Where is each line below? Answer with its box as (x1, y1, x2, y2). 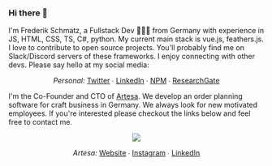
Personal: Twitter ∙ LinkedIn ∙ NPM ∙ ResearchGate (53, 76, 220, 86)
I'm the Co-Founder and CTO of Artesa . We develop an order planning (8, 92, 244, 101)
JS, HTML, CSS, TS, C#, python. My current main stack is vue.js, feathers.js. (8, 34, 264, 44)
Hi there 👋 (8, 7, 49, 19)
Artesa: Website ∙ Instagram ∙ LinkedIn (72, 148, 201, 158)
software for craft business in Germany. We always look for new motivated (8, 100, 258, 110)
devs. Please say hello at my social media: (8, 60, 149, 70)
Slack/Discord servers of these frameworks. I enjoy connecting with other (8, 52, 256, 62)
